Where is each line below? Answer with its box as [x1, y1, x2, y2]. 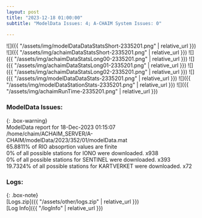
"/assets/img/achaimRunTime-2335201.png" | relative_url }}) [6, 88, 158, 95]
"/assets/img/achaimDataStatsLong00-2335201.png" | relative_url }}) [14, 56, 188, 63]
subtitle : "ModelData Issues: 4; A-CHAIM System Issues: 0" [6, 20, 162, 26]
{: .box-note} [6, 191, 38, 198]
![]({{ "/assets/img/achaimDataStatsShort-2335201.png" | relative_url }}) [6, 49, 187, 56]
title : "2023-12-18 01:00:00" [6, 15, 83, 21]
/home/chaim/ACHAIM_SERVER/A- [6, 129, 93, 137]
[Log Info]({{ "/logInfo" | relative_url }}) [6, 204, 103, 211]
